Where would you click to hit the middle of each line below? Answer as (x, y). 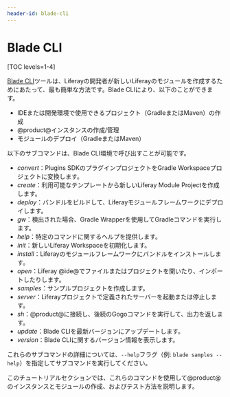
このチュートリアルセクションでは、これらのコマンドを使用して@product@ (114, 377)
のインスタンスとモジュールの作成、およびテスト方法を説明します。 (103, 386)
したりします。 (44, 279)
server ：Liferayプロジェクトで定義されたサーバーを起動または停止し (114, 297)
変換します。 (65, 176)
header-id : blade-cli (38, 13)
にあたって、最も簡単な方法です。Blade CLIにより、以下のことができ (110, 89)
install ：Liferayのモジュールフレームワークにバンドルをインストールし (116, 254)
